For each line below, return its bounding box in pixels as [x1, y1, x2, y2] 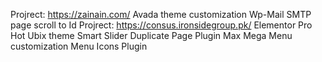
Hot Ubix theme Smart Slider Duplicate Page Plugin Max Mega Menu [10, 30, 293, 41]
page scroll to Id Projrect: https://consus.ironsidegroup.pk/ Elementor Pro [10, 19, 313, 31]
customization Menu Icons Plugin [10, 40, 148, 52]
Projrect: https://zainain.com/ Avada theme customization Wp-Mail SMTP [10, 9, 312, 20]
